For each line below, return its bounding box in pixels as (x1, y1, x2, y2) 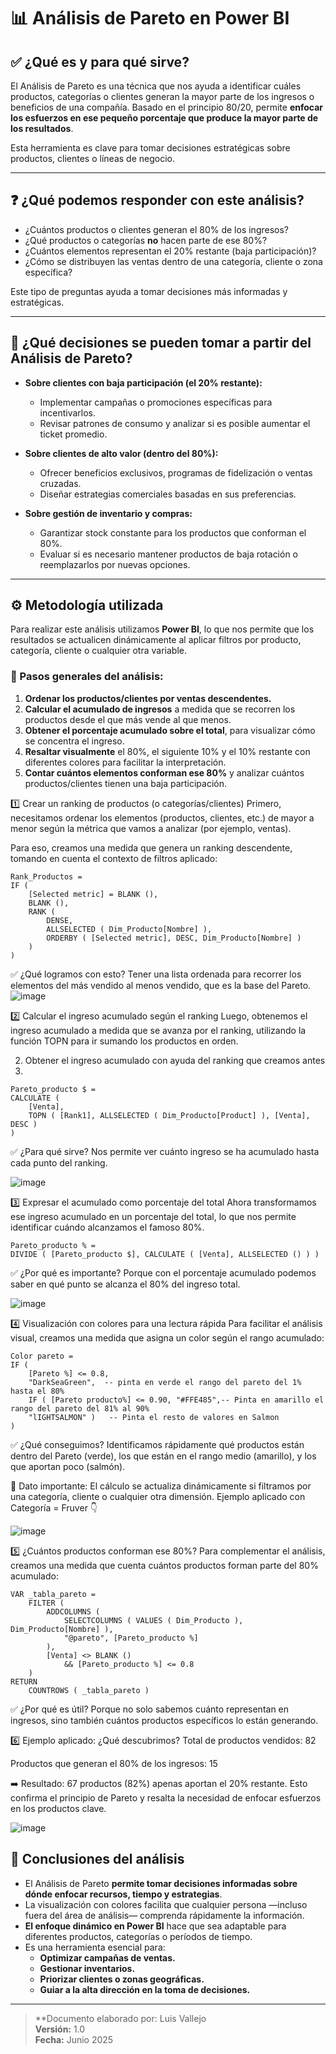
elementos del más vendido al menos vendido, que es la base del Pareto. (10, 979, 312, 991)
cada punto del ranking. (10, 1156, 108, 1169)
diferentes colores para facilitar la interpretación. (24, 756, 227, 768)
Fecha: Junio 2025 (34, 2033, 114, 2045)
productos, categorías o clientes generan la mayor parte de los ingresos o (10, 91, 315, 102)
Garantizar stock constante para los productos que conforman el (39, 526, 307, 539)
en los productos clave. (10, 1802, 107, 1814)
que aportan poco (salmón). (10, 1460, 126, 1472)
